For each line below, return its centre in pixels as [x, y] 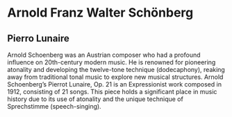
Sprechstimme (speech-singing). [55, 106]
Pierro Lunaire [38, 38]
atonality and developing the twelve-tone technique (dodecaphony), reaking [116, 70]
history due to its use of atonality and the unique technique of [96, 99]
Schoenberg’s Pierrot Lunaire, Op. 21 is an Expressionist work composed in [115, 84]
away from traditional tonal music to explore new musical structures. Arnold [115, 77]
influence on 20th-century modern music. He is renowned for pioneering [111, 62]
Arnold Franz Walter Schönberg [100, 13]
